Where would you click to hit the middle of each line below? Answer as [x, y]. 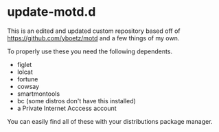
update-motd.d [51, 12]
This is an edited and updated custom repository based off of [94, 31]
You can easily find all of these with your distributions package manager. [110, 121]
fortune [27, 79]
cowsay [28, 86]
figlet [24, 64]
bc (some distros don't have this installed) [76, 101]
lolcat [25, 72]
